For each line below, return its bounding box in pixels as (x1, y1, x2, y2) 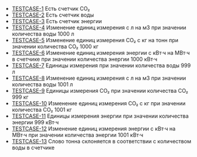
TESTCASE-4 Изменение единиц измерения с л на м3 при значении (11, 24, 186, 31)
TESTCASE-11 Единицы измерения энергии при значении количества (11, 112, 189, 120)
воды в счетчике (11, 144, 55, 151)
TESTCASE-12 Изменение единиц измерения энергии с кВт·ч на (11, 125, 176, 132)
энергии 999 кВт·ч (11, 119, 59, 125)
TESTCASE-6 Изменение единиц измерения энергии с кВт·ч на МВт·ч (11, 49, 190, 56)
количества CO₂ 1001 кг (11, 106, 72, 113)
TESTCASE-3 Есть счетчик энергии (11, 18, 102, 24)
